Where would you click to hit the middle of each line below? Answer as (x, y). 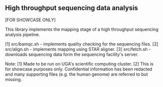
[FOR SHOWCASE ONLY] (31, 20)
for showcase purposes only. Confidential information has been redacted (79, 69)
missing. (13, 79)
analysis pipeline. (23, 34)
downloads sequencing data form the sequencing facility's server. (72, 54)
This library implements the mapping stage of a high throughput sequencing (82, 29)
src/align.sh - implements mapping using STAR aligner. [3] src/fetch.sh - (78, 49)
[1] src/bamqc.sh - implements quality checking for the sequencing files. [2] (82, 44)
